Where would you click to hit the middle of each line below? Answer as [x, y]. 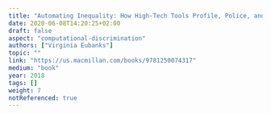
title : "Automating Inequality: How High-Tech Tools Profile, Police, [129, 16]
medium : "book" [34, 68]
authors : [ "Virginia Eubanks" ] [61, 46]
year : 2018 [27, 75]
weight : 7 [25, 90]
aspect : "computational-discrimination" [77, 38]
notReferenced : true [43, 98]
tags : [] [23, 83]
